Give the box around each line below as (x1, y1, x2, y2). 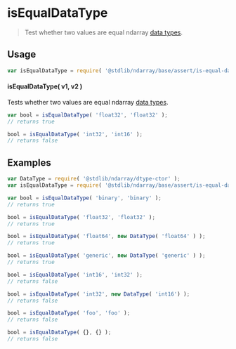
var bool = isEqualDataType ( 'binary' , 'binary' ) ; (7, 195, 162, 202)
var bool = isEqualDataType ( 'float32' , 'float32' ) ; (7, 111, 169, 119)
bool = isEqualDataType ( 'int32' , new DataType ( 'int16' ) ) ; (7, 290, 190, 298)
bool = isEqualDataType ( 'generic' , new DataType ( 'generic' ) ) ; (7, 252, 206, 259)
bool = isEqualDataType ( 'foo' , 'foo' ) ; (7, 310, 131, 317)
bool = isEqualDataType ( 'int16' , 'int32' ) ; (7, 271, 143, 278)
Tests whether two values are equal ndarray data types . (7, 98, 169, 106)
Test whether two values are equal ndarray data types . (24, 28, 183, 37)
